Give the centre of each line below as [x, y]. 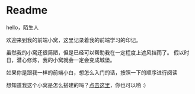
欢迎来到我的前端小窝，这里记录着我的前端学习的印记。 [73, 40]
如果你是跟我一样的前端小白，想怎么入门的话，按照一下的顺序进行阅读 [92, 72]
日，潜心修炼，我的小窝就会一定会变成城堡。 [61, 60]
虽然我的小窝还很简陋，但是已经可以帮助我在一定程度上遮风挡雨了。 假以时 [98, 52]
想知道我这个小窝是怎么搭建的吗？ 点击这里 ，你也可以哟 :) [76, 85]
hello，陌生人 [23, 27]
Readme [27, 10]
